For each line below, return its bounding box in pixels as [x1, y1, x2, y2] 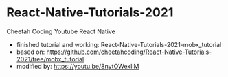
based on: [16, 48, 45, 56]
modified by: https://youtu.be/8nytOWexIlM [16, 62, 139, 70]
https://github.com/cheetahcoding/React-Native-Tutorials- [46, 48, 212, 56]
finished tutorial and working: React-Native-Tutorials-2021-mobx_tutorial [16, 40, 222, 48]
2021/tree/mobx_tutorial [16, 55, 84, 63]
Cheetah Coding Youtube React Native [6, 27, 116, 35]
